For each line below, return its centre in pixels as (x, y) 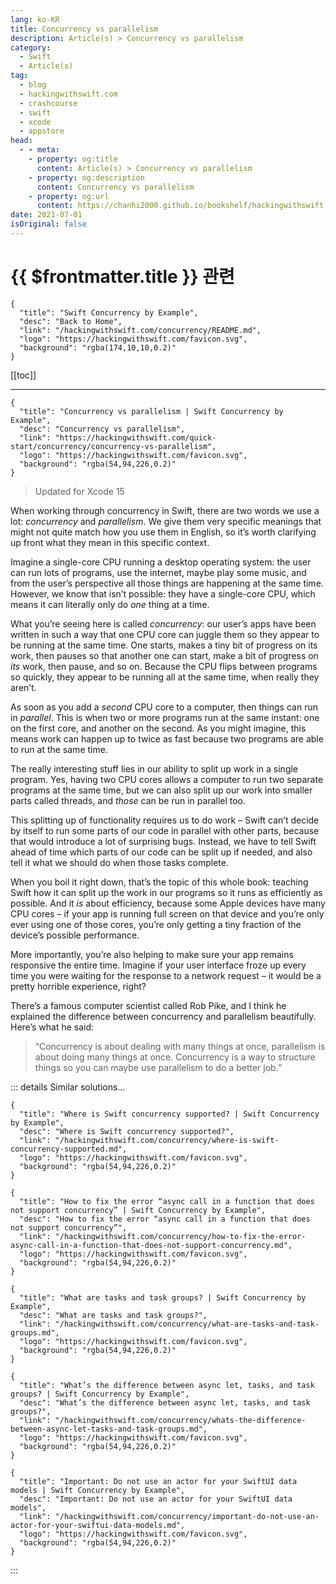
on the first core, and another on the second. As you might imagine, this (158, 728)
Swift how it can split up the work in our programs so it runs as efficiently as (166, 892)
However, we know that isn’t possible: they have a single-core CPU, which (163, 593)
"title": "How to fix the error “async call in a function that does (167, 1201)
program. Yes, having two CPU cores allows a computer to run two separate (167, 779)
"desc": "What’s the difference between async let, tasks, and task (165, 1402)
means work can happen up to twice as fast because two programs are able (167, 738)
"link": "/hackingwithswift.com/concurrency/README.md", (140, 330)
